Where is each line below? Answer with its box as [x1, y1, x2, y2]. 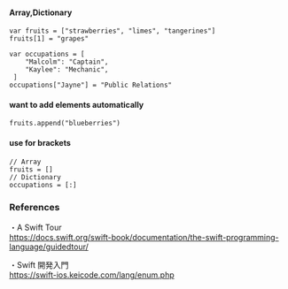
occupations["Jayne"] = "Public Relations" [9, 80, 173, 90]
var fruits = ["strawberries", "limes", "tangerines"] [9, 27, 216, 35]
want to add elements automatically [9, 99, 144, 110]
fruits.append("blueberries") [9, 119, 121, 128]
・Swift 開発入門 [9, 259, 69, 270]
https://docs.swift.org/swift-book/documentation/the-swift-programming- [9, 232, 279, 242]
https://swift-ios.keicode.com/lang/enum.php [9, 270, 175, 280]
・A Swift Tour [9, 222, 62, 232]
